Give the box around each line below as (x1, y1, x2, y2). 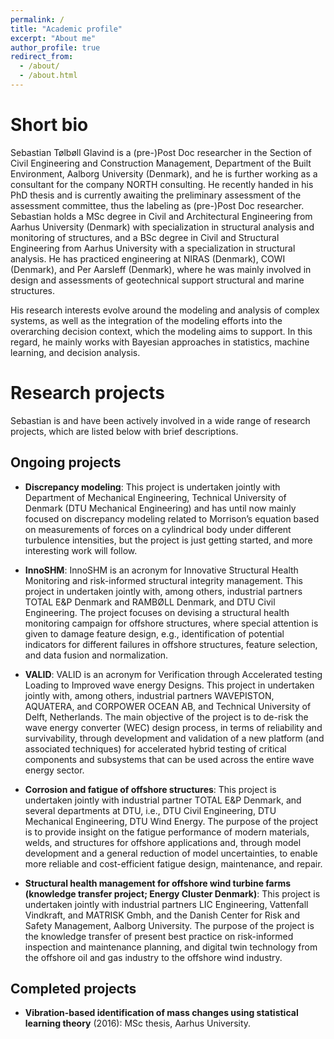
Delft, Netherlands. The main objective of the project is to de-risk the (24, 711, 309, 723)
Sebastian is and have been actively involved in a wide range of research (10, 414, 311, 426)
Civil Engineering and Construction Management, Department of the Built (10, 157, 312, 169)
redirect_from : (10, 52, 74, 62)
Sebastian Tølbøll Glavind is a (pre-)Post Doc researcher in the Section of (10, 146, 312, 158)
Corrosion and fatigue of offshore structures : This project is (24, 783, 277, 795)
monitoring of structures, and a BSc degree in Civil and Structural (10, 231, 280, 243)
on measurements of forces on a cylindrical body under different (24, 523, 292, 535)
